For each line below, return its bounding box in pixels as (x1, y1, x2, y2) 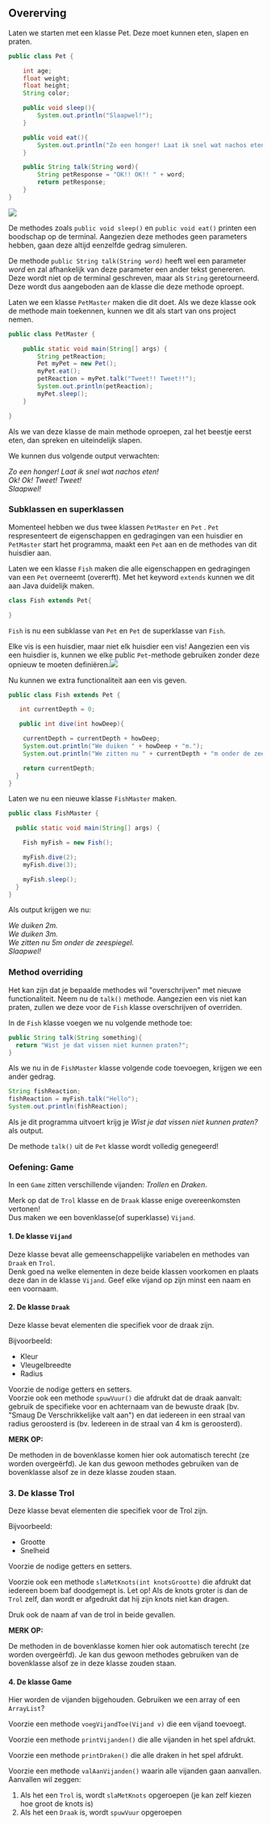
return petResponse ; (37, 178, 106, 187)
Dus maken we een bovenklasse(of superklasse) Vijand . (8, 1213, 196, 1223)
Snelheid (19, 1546, 50, 1556)
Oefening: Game (8, 1161, 74, 1172)
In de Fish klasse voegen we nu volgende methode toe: (8, 1018, 193, 1028)
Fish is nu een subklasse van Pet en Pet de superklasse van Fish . (8, 626, 226, 636)
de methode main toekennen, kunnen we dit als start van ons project (8, 306, 236, 315)
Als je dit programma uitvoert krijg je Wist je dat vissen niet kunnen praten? (8, 1117, 258, 1127)
